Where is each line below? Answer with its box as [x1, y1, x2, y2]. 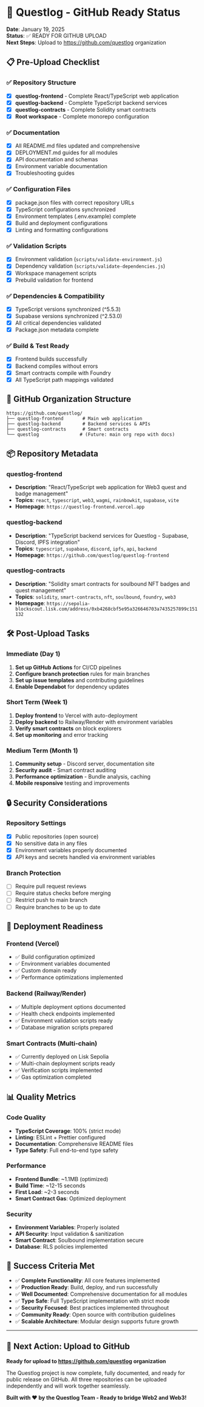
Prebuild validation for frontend [15, 276, 93, 283]
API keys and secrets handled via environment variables [15, 853, 156, 861]
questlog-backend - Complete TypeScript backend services [15, 99, 168, 106]
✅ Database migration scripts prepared [15, 1023, 114, 1031]
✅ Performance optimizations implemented [15, 974, 123, 981]
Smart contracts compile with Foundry [15, 369, 111, 376]
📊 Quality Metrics [6, 1092, 76, 1102]
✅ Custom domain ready [15, 967, 77, 974]
